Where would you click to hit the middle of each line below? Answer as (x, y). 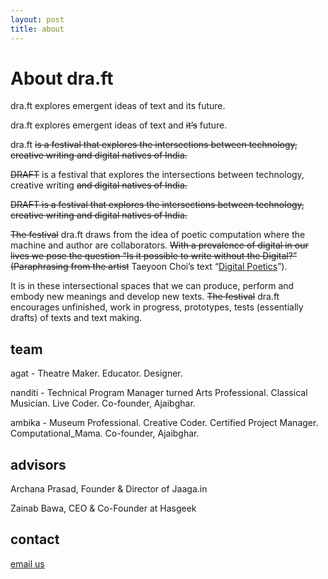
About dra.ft (62, 78)
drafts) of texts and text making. (76, 318)
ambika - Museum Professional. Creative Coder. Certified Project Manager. (164, 423)
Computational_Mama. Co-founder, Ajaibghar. (105, 433)
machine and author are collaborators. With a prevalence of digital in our (159, 245)
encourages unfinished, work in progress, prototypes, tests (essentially (157, 307)
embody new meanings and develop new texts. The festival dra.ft (145, 297)
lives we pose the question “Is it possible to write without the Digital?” (154, 256)
